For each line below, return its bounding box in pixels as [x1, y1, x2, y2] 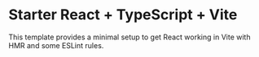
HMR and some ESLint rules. [8, 40, 104, 50]
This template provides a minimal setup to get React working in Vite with [8, 32, 251, 42]
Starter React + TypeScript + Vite [8, 6, 238, 24]
